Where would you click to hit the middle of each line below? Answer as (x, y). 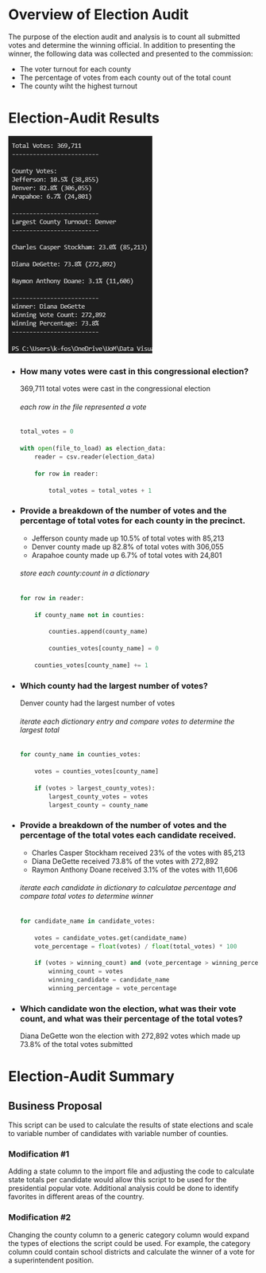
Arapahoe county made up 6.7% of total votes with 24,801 (127, 555)
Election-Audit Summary (91, 1077)
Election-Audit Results (84, 118)
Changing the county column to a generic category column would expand (129, 1235)
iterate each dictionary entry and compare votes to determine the (127, 721)
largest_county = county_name (98, 805)
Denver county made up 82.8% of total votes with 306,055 (127, 546)
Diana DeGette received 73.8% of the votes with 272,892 (125, 861)
